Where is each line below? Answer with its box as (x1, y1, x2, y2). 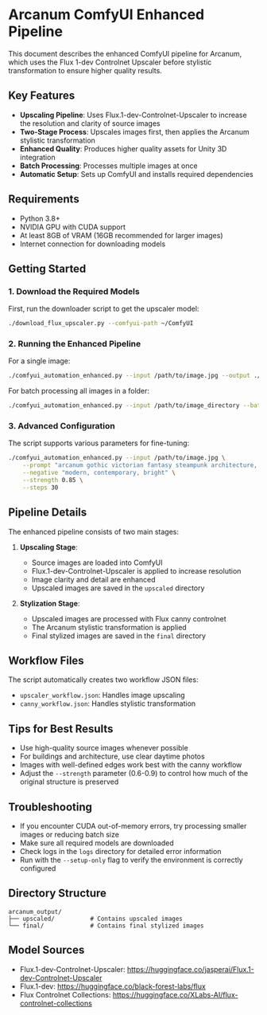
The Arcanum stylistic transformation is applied (31, 622, 187, 632)
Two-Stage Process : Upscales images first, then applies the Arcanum (19, 127, 250, 136)
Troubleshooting (8, 800, 93, 813)
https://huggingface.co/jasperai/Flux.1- (126, 964, 254, 974)
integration (19, 152, 56, 162)
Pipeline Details (8, 506, 87, 519)
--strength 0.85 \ (22, 476, 83, 484)
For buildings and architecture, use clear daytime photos (19, 751, 205, 762)
